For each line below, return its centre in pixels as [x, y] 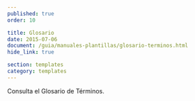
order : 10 [22, 20]
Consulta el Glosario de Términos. [56, 91]
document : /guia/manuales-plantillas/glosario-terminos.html [98, 46]
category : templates [37, 71]
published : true [31, 14]
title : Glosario [31, 33]
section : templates [36, 65]
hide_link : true [31, 52]
